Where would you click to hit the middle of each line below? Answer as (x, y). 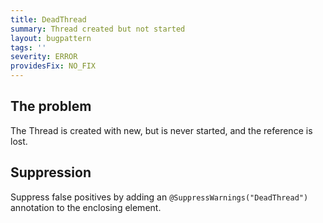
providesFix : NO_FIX (53, 66)
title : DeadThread (48, 19)
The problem (51, 106)
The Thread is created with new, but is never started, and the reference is (161, 130)
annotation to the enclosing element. (86, 207)
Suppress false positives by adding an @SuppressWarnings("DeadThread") (159, 197)
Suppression (51, 172)
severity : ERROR (44, 57)
